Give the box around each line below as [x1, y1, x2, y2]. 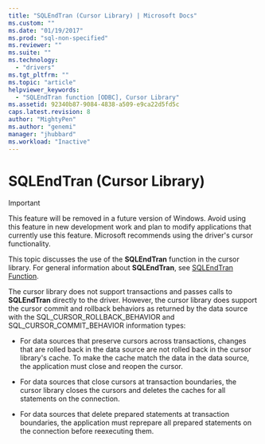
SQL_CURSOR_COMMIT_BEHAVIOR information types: [8, 320, 186, 331]
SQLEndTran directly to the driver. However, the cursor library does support [8, 296, 257, 305]
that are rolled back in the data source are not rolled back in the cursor [19, 344, 252, 355]
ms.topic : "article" [8, 78, 77, 86]
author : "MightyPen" [8, 116, 77, 124]
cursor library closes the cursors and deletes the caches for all [19, 386, 226, 395]
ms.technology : [8, 57, 59, 65]
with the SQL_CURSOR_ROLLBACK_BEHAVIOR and [8, 312, 175, 322]
